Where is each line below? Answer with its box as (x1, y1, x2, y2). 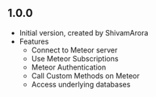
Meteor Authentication (31, 62, 107, 72)
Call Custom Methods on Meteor (31, 70, 140, 80)
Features (19, 36, 49, 46)
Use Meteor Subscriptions (31, 53, 119, 63)
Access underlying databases (31, 79, 131, 89)
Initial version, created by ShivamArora (19, 27, 149, 37)
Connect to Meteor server (31, 44, 118, 55)
